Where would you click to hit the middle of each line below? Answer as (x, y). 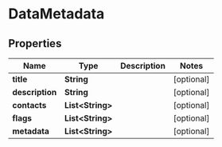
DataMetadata (56, 14)
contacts (29, 105)
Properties (35, 44)
